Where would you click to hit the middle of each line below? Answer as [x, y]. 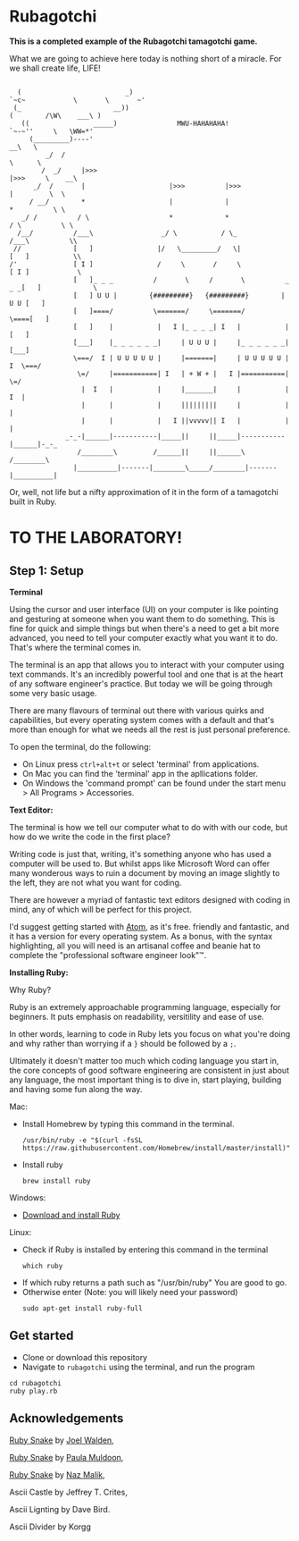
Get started [42, 1336]
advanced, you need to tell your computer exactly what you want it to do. [144, 637]
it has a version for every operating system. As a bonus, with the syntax [141, 936]
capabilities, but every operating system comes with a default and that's [142, 720]
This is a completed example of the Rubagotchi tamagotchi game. [133, 41]
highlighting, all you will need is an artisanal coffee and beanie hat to [135, 946]
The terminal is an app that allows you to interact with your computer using [147, 664]
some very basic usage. [53, 693]
